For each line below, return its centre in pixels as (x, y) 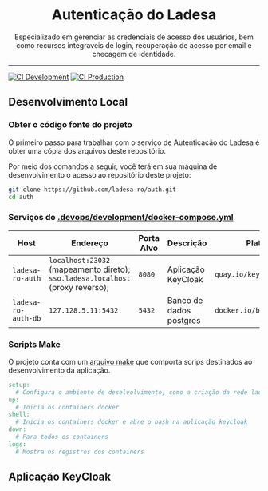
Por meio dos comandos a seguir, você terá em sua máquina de (113, 166)
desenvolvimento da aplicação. (59, 370)
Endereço (90, 243)
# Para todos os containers (62, 437)
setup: (19, 385)
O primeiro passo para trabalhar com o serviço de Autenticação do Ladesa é (134, 142)
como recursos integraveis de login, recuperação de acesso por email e (134, 45)
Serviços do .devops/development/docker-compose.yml (121, 218)
